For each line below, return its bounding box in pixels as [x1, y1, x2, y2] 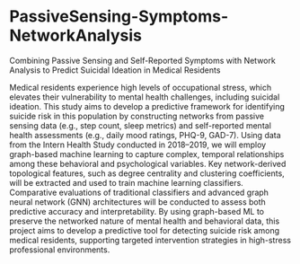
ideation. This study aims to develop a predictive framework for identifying [9, 101, 286, 111]
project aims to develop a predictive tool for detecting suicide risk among [9, 224, 280, 235]
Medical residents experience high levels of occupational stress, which [9, 82, 272, 92]
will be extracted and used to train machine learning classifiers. [9, 177, 244, 188]
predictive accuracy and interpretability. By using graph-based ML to [9, 206, 265, 216]
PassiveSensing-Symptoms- [9, 6, 229, 27]
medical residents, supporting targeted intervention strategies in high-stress [9, 234, 292, 245]
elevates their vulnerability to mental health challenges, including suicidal [9, 92, 280, 102]
